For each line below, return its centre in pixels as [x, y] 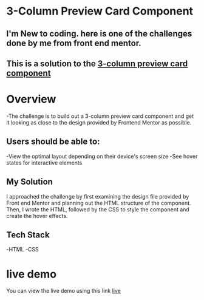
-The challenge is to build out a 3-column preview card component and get [100, 116]
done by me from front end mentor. [74, 43]
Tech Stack [28, 235]
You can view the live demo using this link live [64, 291]
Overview [31, 99]
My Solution [30, 182]
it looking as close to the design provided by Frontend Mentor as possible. [99, 122]
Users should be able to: [53, 142]
